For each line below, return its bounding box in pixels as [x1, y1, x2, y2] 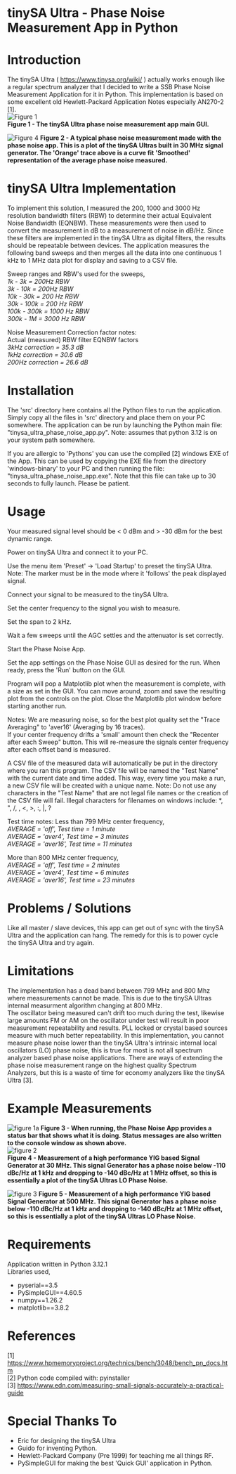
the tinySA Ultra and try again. [7, 938, 95, 946]
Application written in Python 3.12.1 [7, 1260, 107, 1268]
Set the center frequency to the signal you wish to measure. [7, 604, 181, 612]
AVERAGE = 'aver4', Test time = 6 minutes [7, 868, 129, 876]
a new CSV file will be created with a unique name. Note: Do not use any [7, 781, 217, 790]
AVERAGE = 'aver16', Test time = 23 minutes [7, 875, 136, 884]
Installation [7, 383, 74, 398]
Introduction [7, 52, 81, 68]
